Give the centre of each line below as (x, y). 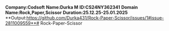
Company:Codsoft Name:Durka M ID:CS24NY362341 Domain (72, 7)
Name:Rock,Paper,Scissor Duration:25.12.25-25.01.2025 (67, 12)
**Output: (16, 18)
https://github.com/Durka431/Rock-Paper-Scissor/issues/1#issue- (95, 18)
